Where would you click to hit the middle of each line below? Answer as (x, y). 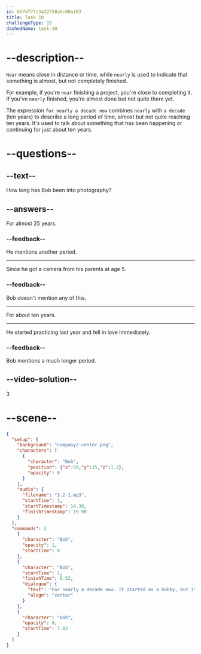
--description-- (45, 58)
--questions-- (41, 154)
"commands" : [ (29, 528)
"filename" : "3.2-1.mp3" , (54, 495)
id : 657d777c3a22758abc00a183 (44, 12)
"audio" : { (31, 489)
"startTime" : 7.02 (45, 629)
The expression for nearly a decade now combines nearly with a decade (96, 111)
